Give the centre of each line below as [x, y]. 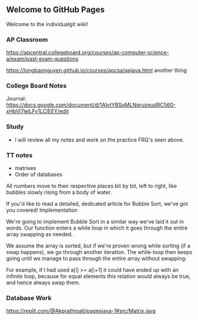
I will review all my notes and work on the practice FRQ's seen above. [100, 140]
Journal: [16, 99]
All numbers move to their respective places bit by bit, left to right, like [92, 186]
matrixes [25, 168]
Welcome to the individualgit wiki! [47, 24]
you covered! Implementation [42, 210]
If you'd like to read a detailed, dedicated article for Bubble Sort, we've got [97, 204]
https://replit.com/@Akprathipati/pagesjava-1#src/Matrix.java [81, 311]
